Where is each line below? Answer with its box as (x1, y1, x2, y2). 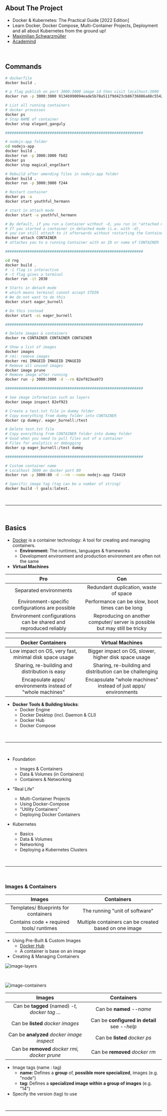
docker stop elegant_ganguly (5, 121, 66, 126)
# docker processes (5, 108, 46, 112)
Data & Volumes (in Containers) (19, 771, 84, 777)
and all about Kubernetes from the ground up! (12, 27, 106, 34)
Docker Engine (19, 706, 50, 712)
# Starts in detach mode (5, 286, 57, 291)
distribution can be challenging (85, 668, 158, 675)
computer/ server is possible (88, 618, 156, 625)
